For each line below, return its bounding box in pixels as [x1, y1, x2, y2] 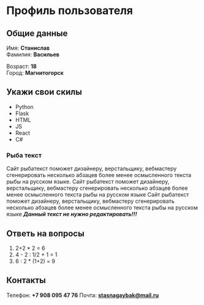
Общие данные [6, 28, 68, 39]
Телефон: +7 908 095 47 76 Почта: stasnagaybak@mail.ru [6, 292, 159, 299]
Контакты [6, 275, 46, 285]
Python [15, 103, 34, 110]
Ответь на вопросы [6, 228, 85, 239]
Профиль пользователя [6, 4, 134, 18]
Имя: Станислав [6, 44, 50, 51]
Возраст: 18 [6, 62, 37, 70]
